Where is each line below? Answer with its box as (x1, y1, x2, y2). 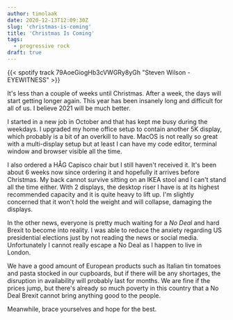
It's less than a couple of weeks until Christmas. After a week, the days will (7, 89, 221, 98)
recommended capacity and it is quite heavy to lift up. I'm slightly (7, 190, 195, 199)
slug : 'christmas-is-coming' (7, 23, 92, 30)
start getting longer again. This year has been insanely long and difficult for (7, 96, 223, 105)
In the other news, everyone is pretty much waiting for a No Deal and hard (7, 218, 220, 227)
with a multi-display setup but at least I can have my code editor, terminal (7, 139, 217, 148)
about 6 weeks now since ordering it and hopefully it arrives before (7, 168, 200, 176)
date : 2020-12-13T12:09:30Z (7, 17, 89, 24)
